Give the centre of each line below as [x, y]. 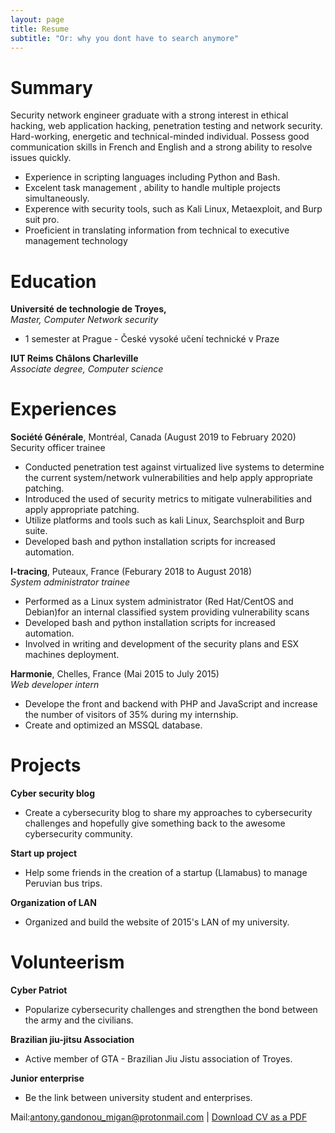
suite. [36, 531]
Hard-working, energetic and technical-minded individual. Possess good [160, 137]
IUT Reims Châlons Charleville [74, 358]
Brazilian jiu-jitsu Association [72, 1040]
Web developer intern [55, 685]
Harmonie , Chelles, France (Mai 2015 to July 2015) [115, 674]
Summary [51, 87]
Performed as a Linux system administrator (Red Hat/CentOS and [159, 602]
